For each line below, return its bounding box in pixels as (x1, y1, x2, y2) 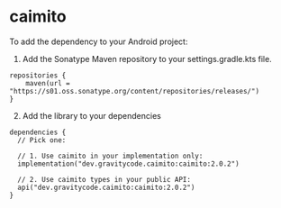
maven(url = (25, 78, 70, 87)
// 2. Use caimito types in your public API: (17, 175, 192, 184)
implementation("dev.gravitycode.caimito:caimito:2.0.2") (17, 159, 240, 168)
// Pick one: (17, 135, 67, 145)
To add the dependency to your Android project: (9, 36, 188, 47)
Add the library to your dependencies (22, 110, 162, 121)
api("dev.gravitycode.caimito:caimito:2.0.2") (17, 183, 195, 192)
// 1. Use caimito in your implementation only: (17, 151, 204, 160)
